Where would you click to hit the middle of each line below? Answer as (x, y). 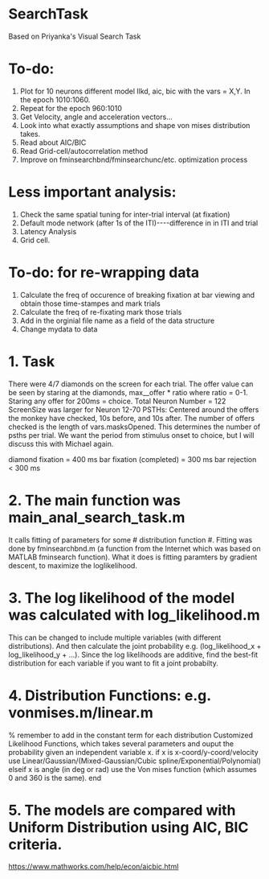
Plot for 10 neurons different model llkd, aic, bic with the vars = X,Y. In (135, 91)
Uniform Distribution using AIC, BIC (128, 827)
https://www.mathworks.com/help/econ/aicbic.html (94, 867)
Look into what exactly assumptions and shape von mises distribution (135, 125)
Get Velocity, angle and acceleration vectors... (96, 117)
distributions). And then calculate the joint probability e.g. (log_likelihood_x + (135, 646)
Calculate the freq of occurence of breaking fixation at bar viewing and (137, 295)
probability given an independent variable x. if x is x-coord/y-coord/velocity (133, 752)
